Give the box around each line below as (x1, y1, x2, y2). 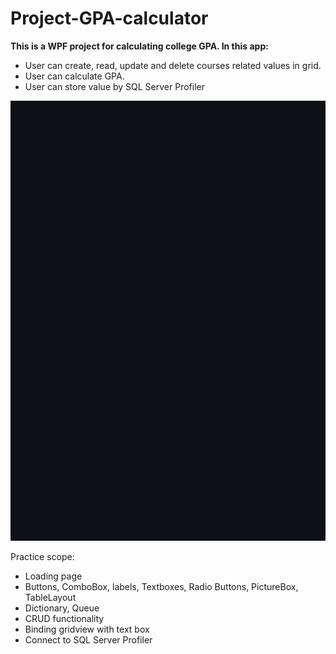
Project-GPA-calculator (10, 7, 209, 30)
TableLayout (24, 592, 77, 604)
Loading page (24, 570, 83, 582)
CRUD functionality (24, 613, 105, 625)
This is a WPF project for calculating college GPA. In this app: (10, 40, 269, 52)
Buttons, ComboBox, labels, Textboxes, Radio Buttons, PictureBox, (24, 581, 299, 593)
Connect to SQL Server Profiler (24, 634, 153, 646)
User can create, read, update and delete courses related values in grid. (24, 59, 322, 71)
